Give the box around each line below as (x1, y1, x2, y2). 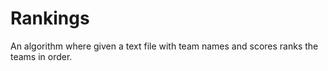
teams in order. (10, 50, 73, 62)
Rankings (10, 7, 90, 30)
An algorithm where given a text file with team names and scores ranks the (10, 40, 319, 52)
